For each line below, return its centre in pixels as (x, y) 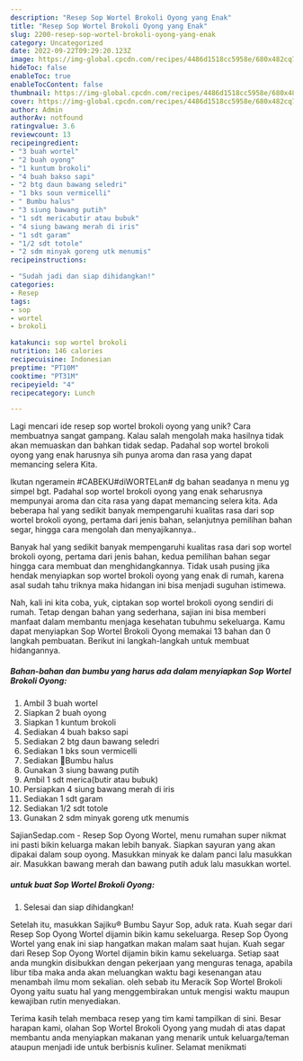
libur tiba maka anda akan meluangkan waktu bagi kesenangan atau (136, 973)
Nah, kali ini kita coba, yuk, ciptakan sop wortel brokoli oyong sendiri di (142, 602)
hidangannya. (36, 651)
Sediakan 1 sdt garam (63, 799)
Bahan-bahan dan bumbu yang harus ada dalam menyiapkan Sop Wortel (151, 671)
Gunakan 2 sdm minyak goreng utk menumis (106, 818)
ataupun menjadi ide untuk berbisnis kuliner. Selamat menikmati (128, 1048)
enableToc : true (40, 76)
